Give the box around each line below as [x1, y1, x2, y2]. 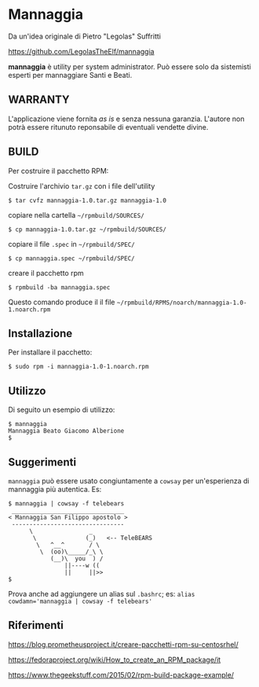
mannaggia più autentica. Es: [8, 485, 102, 494]
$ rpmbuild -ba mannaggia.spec [8, 283, 111, 292]
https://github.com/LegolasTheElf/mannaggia [8, 46, 155, 56]
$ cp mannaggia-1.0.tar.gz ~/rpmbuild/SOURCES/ [8, 226, 167, 233]
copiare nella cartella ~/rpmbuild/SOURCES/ [8, 210, 145, 219]
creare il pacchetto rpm [8, 268, 84, 277]
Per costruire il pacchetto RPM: [8, 166, 109, 175]
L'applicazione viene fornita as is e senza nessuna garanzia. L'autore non [8, 114, 245, 123]
